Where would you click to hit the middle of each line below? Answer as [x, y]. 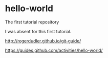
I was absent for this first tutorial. [38, 31]
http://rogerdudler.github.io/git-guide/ [43, 41]
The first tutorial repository [32, 22]
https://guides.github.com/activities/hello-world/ [54, 50]
